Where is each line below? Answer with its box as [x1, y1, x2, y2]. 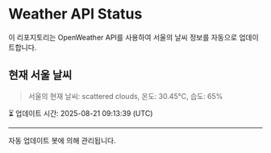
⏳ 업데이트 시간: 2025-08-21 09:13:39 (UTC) [8, 108, 153, 118]
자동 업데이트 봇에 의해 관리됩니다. [8, 135, 116, 145]
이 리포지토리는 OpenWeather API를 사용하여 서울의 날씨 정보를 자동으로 [8, 32, 238, 42]
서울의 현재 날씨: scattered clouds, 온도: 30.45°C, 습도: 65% [27, 91, 223, 101]
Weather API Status [8, 5, 143, 23]
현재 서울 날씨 [8, 68, 73, 82]
